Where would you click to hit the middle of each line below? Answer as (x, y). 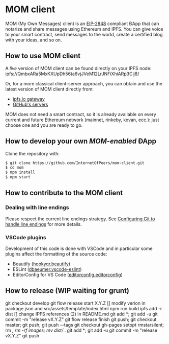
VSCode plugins (26, 237)
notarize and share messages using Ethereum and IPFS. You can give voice (84, 29)
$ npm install (20, 172)
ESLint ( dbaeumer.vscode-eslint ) (47, 269)
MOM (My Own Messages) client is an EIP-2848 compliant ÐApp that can (82, 24)
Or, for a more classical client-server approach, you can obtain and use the (84, 83)
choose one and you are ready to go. (44, 125)
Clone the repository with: (33, 153)
